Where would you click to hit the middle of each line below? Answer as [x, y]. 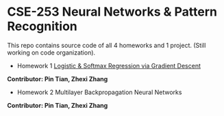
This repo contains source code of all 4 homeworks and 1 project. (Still [107, 45]
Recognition [42, 26]
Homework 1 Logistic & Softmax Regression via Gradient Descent [109, 66]
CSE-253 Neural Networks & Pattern [112, 12]
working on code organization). [51, 53]
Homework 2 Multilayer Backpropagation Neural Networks [99, 92]
